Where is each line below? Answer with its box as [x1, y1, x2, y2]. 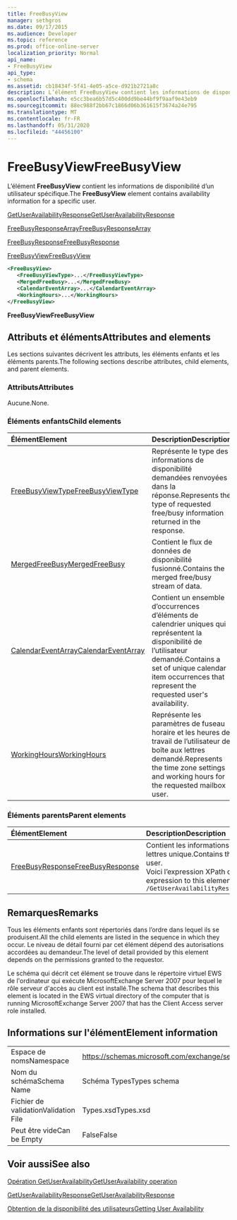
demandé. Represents [151, 754, 223, 764]
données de [151, 546, 192, 556]
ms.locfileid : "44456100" [7, 128, 83, 135]
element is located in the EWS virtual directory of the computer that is [7, 992, 210, 1000]
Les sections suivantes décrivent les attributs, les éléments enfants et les [7, 350, 220, 358]
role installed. [7, 1006, 47, 1015]
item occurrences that [151, 671, 225, 681]
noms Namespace [11, 1056, 69, 1066]
